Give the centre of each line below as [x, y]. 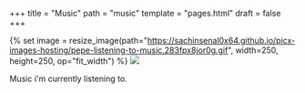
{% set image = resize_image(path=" [79, 41]
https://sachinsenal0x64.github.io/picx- [221, 41]
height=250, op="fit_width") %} [69, 61]
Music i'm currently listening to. [68, 78]
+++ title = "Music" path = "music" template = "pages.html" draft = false [145, 13]
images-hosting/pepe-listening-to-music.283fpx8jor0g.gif [119, 50]
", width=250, [253, 50]
